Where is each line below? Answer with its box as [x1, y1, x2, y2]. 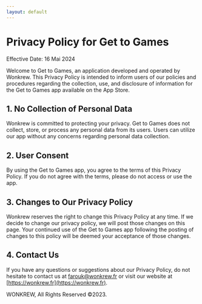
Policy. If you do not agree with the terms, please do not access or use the [6, 173, 192, 180]
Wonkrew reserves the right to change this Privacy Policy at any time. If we [6, 213, 194, 220]
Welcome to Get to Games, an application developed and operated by [6, 67, 181, 74]
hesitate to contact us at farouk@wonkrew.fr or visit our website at [6, 272, 173, 280]
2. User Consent [6, 150, 69, 161]
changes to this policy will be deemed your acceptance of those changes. [6, 232, 191, 240]
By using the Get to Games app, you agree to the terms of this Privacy [6, 166, 181, 174]
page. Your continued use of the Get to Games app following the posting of [6, 226, 194, 233]
